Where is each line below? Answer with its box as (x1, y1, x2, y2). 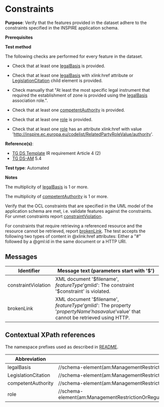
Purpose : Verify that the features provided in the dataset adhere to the (5, 20, 147, 25)
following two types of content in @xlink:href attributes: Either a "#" (5, 233, 141, 239)
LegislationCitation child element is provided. (12, 77, 103, 83)
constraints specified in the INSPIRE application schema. (5, 25, 119, 30)
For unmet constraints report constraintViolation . (5, 213, 103, 219)
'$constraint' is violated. (55, 288, 111, 295)
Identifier (18, 267, 40, 274)
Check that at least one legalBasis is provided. (12, 63, 105, 69)
